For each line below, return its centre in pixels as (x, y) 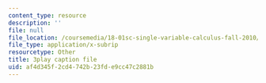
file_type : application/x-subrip (63, 45)
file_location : (33, 38)
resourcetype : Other (42, 52)
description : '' (35, 23)
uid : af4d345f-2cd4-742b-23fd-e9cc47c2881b (81, 67)
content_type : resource (47, 15)
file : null (26, 30)
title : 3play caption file (53, 60)
